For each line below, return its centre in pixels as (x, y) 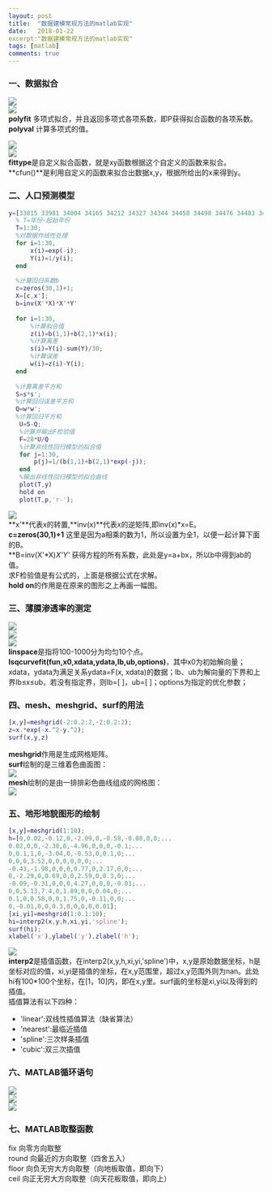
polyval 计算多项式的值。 (51, 129)
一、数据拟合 (34, 84)
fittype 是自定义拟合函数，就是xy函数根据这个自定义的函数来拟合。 (120, 162)
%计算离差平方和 (39, 386)
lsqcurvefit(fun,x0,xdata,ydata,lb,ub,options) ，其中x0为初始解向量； (127, 662)
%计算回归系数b (37, 281)
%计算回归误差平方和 (45, 402)
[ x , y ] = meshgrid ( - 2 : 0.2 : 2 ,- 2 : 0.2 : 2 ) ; (70, 723)
